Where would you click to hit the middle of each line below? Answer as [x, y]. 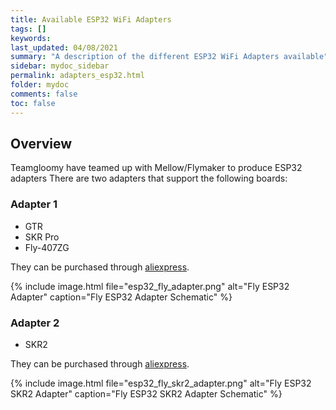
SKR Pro [42, 237]
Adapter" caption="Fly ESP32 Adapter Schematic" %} [121, 297]
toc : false [33, 103]
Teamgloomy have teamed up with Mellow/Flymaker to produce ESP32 [156, 168]
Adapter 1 [34, 204]
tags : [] [28, 29]
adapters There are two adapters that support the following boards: [149, 178]
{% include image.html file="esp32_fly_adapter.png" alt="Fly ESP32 [150, 286]
